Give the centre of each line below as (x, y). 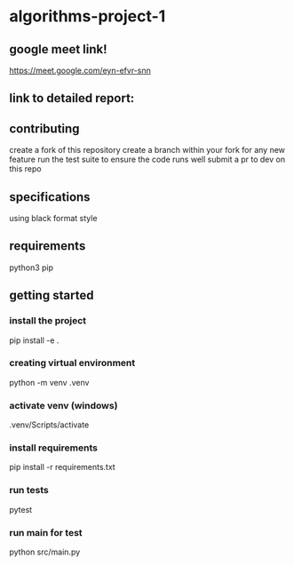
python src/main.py (45, 552)
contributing (44, 128)
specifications (50, 197)
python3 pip (32, 267)
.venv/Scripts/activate (49, 425)
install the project (48, 321)
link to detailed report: (72, 98)
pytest (21, 509)
